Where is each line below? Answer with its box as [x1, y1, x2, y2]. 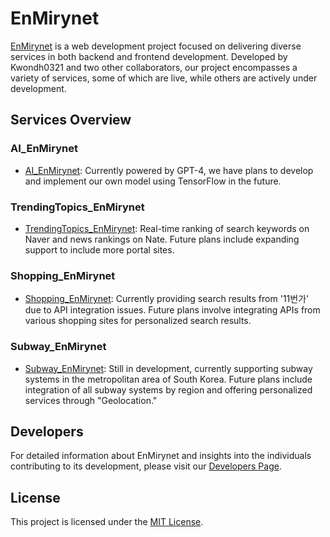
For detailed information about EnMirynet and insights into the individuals [10, 450, 312, 462]
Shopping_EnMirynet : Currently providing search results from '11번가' [24, 293, 310, 305]
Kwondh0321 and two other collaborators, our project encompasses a [10, 61, 298, 73]
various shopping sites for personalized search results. [24, 315, 252, 327]
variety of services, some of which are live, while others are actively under [10, 72, 318, 84]
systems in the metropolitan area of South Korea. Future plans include [24, 373, 313, 385]
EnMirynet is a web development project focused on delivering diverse [10, 40, 302, 52]
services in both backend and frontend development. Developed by [10, 50, 288, 62]
